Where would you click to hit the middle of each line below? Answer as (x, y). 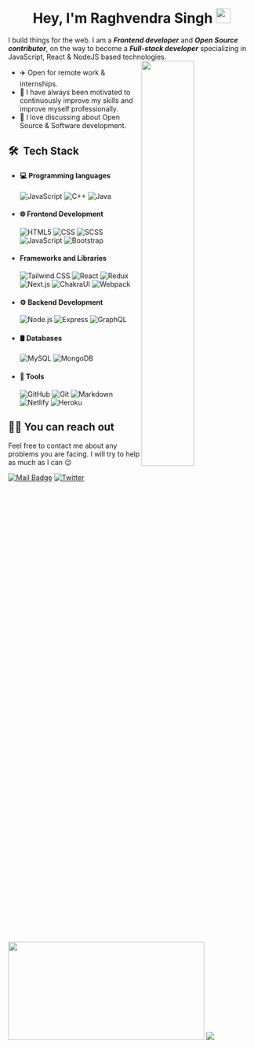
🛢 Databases (41, 338)
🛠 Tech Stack (44, 151)
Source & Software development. (73, 125)
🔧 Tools (32, 376)
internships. (38, 83)
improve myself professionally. (69, 108)
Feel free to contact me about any (63, 446)
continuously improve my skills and (76, 100)
